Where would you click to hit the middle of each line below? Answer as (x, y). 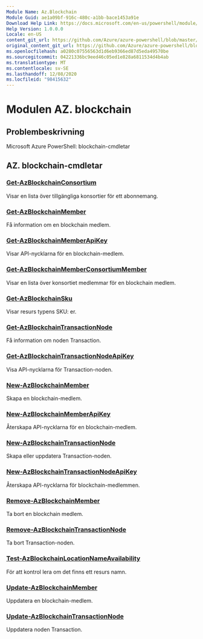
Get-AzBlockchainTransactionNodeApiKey (70, 356)
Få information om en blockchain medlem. (59, 225)
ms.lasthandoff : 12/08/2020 (42, 74)
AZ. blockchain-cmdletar (54, 165)
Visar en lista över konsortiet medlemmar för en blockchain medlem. (91, 283)
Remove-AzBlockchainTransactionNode (66, 530)
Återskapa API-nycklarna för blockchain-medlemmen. (73, 485)
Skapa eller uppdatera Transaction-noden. (59, 456)
